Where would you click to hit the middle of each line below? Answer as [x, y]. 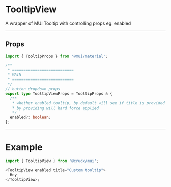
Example [24, 148]
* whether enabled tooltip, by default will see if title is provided [89, 103]
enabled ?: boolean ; [31, 117]
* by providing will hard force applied [55, 108]
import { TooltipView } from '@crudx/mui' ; [52, 161]
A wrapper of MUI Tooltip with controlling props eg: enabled [68, 23]
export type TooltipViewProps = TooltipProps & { [59, 93]
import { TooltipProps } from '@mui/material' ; [57, 56]
